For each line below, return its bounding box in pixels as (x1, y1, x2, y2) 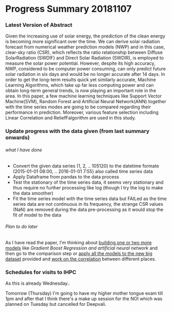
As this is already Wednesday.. (5, 280, 70, 286)
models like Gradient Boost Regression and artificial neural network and (5, 245, 158, 251)
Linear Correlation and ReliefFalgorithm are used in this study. (5, 115, 136, 121)
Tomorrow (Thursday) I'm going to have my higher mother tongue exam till (5, 290, 163, 297)
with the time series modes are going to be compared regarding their (5, 104, 151, 110)
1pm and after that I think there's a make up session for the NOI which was (5, 296, 163, 302)
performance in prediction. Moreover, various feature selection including (5, 109, 159, 115)
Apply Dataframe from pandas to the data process (12, 173, 119, 180)
